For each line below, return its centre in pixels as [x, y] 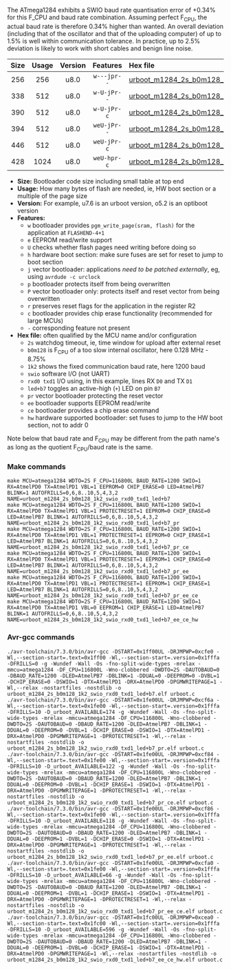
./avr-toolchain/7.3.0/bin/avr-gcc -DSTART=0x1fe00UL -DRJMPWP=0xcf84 [110, 754]
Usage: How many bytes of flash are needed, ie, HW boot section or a [117, 188]
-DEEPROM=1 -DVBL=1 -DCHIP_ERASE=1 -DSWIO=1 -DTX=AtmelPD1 [118, 893]
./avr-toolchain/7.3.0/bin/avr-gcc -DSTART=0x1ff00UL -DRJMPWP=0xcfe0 [110, 652]
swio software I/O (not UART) [68, 374]
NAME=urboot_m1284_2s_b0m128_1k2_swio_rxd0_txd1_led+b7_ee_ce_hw [102, 620]
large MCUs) [45, 320]
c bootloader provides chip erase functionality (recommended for [120, 313]
